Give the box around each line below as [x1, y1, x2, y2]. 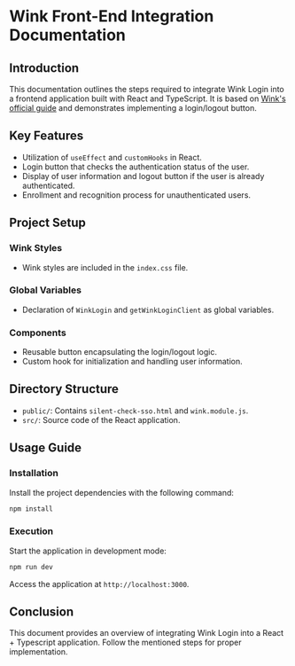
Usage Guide [9, 441, 82, 456]
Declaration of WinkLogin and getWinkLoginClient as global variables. [21, 304, 275, 315]
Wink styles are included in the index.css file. [21, 262, 189, 272]
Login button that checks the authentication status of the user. [21, 161, 250, 172]
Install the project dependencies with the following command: [9, 487, 235, 498]
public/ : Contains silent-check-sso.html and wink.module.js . [21, 405, 249, 416]
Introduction [9, 60, 80, 75]
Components [9, 326, 66, 339]
